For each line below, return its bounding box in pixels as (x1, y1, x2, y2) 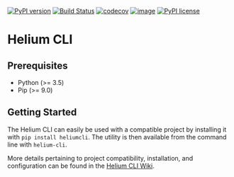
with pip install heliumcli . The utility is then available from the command (7, 132, 227, 141)
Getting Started (7, 106, 77, 118)
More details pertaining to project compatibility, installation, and (7, 154, 194, 162)
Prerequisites (7, 59, 68, 72)
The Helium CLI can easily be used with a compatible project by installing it (7, 125, 227, 134)
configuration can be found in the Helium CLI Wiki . (7, 161, 155, 170)
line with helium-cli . (7, 140, 67, 149)
